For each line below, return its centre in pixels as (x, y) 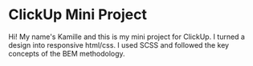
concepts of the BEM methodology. (67, 53)
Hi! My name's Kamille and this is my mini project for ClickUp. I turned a (126, 37)
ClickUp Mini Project (78, 15)
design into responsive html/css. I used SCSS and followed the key (119, 45)
